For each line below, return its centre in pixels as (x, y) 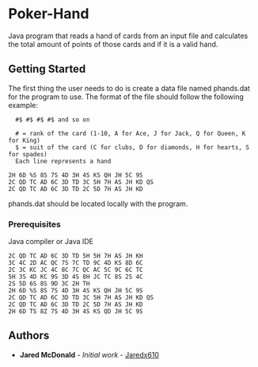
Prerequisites (34, 224)
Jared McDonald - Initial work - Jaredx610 (89, 354)
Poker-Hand (49, 14)
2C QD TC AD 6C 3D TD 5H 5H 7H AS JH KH (76, 256)
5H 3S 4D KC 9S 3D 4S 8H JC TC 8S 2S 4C (76, 277)
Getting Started (47, 69)
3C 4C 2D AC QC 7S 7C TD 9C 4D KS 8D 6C (76, 263)
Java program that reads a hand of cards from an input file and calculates (128, 36)
